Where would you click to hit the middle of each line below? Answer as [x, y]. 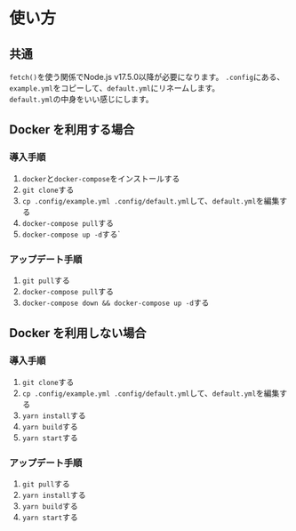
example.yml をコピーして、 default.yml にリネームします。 [115, 88]
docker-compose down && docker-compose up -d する [116, 302]
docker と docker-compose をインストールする [101, 178]
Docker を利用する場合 [72, 130]
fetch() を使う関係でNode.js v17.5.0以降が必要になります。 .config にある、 [147, 77]
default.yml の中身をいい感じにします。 [81, 99]
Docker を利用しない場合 [78, 333]
